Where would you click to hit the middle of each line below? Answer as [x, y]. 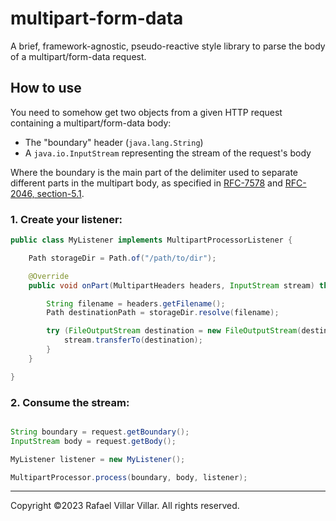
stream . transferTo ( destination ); [133, 340]
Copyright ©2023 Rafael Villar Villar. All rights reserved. [125, 506]
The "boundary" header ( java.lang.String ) [114, 142]
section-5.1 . [60, 193]
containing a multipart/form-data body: [91, 123]
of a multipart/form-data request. [78, 56]
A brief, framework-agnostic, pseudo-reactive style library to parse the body [168, 46]
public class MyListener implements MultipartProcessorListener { [151, 240]
